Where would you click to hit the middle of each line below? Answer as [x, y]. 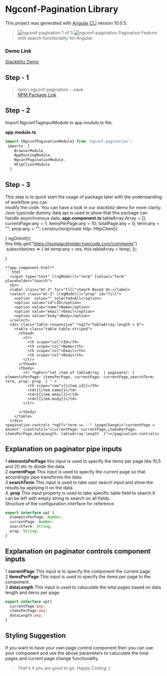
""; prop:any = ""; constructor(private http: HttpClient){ [62, 229]
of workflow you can [26, 202]
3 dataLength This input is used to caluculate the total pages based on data [83, 587]
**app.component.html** [30, 268]
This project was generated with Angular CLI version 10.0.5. [66, 23]
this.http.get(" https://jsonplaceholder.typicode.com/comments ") [71, 244]
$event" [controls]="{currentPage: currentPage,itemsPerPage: [71, 429]
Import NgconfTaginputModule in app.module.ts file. [59, 122]
